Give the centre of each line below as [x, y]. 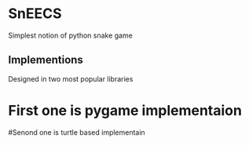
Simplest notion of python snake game [71, 35]
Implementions [46, 60]
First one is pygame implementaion [125, 110]
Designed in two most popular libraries [71, 78]
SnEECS [35, 14]
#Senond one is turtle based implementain [77, 132]
